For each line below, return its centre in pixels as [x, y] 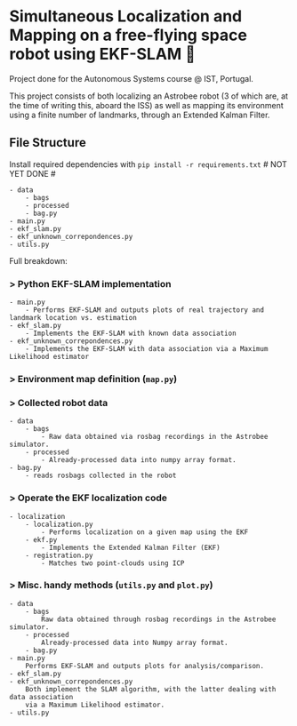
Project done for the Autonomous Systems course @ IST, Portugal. [131, 78]
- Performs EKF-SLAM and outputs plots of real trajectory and [145, 310]
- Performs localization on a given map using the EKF [145, 532]
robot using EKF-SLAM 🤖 [102, 54]
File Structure [48, 143]
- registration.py [59, 555]
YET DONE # [32, 173]
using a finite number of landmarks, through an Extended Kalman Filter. [140, 115]
